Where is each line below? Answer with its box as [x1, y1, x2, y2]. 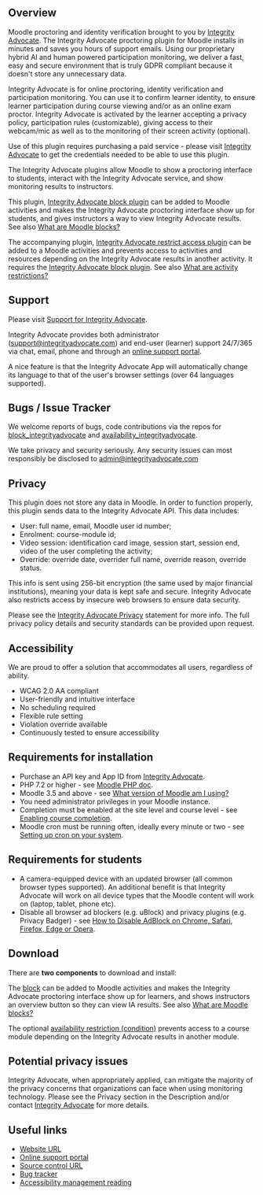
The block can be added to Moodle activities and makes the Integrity [8, 983, 231, 993]
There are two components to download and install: [8, 967, 177, 977]
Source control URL [19, 1161, 83, 1171]
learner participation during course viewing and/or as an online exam [8, 101, 232, 110]
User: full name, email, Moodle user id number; [19, 521, 172, 531]
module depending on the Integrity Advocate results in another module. [8, 1031, 239, 1041]
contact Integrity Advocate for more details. [8, 1101, 149, 1110]
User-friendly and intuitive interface [19, 694, 136, 704]
